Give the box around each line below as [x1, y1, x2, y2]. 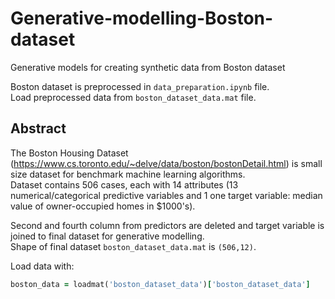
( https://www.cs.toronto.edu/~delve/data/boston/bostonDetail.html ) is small [10, 157, 323, 169]
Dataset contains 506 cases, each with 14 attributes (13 [10, 178, 239, 191]
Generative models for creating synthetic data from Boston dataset [10, 61, 286, 73]
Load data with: [10, 260, 75, 272]
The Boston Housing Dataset [10, 147, 129, 159]
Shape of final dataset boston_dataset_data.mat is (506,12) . [10, 240, 257, 252]
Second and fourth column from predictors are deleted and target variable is [10, 219, 325, 231]
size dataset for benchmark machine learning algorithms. [10, 168, 246, 180]
